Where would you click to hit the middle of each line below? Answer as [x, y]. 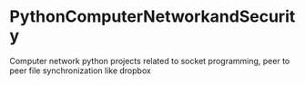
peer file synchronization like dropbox [81, 71]
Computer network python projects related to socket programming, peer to [150, 61]
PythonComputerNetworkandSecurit [152, 17]
